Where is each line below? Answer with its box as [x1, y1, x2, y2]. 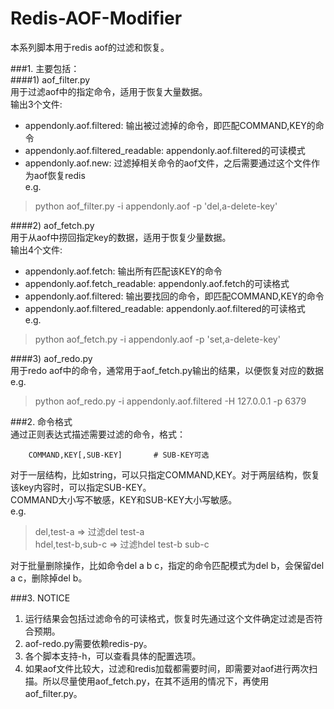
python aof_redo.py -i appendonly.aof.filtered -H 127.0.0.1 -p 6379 [34, 395, 307, 407]
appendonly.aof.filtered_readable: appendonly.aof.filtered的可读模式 [24, 144, 306, 156]
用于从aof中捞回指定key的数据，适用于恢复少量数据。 [10, 231, 232, 243]
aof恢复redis [33, 169, 86, 181]
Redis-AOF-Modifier [10, 7, 183, 30]
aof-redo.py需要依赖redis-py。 [24, 637, 153, 649]
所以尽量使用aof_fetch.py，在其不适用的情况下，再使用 [42, 675, 270, 687]
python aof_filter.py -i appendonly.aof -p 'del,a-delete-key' [34, 200, 278, 212]
